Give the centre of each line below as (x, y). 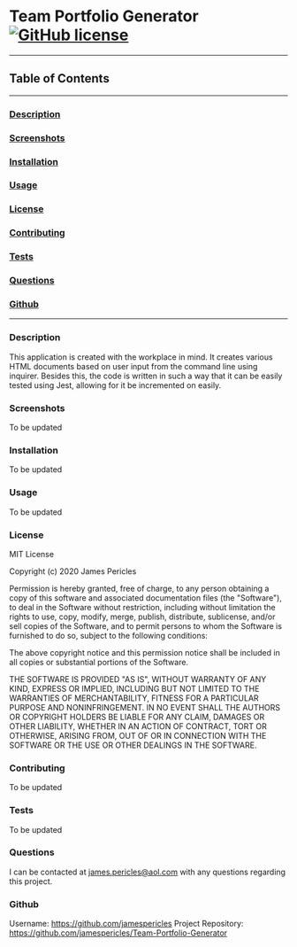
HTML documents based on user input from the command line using (133, 366)
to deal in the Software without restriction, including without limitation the (142, 607)
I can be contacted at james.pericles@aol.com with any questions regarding (147, 872)
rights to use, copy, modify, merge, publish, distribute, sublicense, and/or (142, 617)
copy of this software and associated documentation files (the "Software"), (146, 598)
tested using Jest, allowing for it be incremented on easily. (115, 385)
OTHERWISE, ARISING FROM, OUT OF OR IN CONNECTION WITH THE (138, 735)
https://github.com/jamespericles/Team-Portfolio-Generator (118, 933)
